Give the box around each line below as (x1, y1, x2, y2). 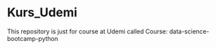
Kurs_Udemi (7, 5, 77, 20)
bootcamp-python (7, 34, 58, 42)
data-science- (169, 27, 210, 35)
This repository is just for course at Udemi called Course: (7, 27, 168, 35)
